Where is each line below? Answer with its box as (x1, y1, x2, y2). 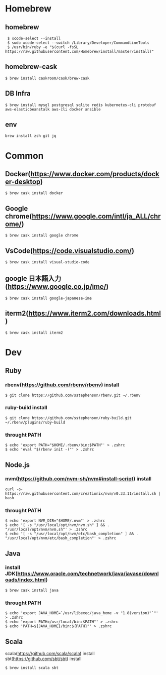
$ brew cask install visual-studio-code (5, 260, 90, 265)
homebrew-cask (5, 63, 57, 71)
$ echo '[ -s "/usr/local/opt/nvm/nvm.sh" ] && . (5, 523, 110, 528)
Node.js (5, 460, 30, 469)
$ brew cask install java (5, 588, 58, 593)
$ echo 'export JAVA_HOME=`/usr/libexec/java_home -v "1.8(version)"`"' (5, 611, 159, 616)
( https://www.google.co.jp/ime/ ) (5, 282, 109, 291)
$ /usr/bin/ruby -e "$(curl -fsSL (7, 45, 79, 50)
